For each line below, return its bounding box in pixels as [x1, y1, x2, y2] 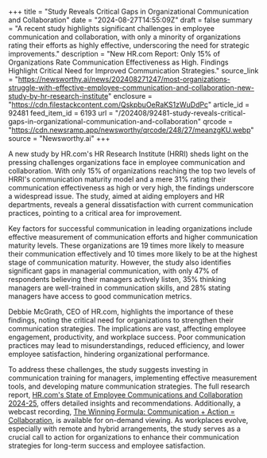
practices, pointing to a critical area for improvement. [8, 209, 183, 217]
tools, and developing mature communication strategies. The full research [8, 382, 250, 391]
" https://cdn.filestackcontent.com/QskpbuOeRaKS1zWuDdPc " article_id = [8, 100, 250, 109]
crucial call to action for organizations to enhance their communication [8, 433, 240, 441]
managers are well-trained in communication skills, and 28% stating [8, 283, 231, 292]
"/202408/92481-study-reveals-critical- [114, 108, 246, 118]
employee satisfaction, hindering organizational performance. [8, 350, 211, 358]
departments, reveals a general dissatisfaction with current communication [8, 200, 253, 209]
